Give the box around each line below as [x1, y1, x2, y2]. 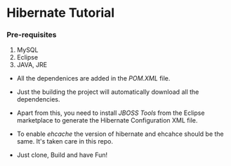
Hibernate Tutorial [6, 5, 115, 21]
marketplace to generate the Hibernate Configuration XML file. [16, 116, 198, 125]
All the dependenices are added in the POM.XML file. [16, 74, 171, 83]
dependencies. [16, 95, 60, 104]
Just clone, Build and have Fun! [16, 151, 108, 159]
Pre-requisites [6, 30, 57, 40]
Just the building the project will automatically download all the [16, 88, 199, 96]
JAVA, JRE [16, 61, 47, 69]
